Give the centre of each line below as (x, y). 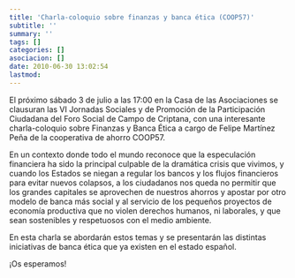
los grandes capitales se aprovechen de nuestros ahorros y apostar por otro (148, 192)
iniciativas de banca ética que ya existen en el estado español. (123, 246)
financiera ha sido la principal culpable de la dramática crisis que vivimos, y (147, 163)
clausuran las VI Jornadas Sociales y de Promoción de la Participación (137, 109)
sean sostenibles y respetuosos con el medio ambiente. (110, 220)
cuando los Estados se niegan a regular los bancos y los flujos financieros (144, 173)
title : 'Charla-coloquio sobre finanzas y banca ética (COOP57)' (132, 17)
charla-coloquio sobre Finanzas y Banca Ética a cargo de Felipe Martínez (142, 128)
